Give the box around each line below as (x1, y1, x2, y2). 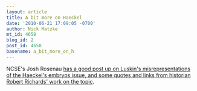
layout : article (6, 8, 47, 15)
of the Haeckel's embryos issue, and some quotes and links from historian (6, 71, 192, 79)
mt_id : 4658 (6, 32, 36, 38)
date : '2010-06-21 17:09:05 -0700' (6, 20, 96, 26)
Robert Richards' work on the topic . (6, 78, 95, 85)
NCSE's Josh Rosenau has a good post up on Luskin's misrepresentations (6, 65, 191, 72)
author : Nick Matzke (6, 25, 59, 32)
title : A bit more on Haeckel (6, 15, 83, 21)
